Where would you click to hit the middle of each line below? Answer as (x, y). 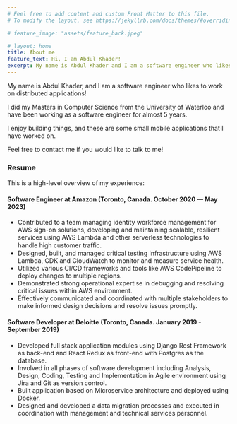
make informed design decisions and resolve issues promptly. (107, 306)
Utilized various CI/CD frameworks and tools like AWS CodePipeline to (120, 269)
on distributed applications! (47, 93)
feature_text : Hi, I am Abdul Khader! (64, 59)
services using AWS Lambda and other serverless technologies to (113, 237)
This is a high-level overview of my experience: (76, 183)
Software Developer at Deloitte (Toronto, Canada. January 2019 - (104, 322)
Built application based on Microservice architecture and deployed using (123, 390)
